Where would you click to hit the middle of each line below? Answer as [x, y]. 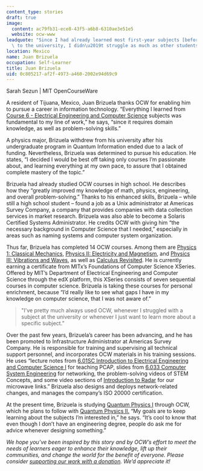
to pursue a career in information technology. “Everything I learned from [96, 109]
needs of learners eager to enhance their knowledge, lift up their [87, 449]
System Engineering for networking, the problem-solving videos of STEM [97, 374]
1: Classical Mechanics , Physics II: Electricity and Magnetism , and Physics [98, 254]
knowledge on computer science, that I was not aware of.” [79, 299]
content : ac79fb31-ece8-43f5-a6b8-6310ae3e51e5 [73, 29]
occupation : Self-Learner [39, 62]
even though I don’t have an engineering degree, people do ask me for [94, 424]
